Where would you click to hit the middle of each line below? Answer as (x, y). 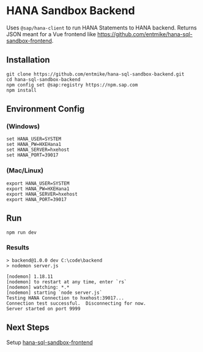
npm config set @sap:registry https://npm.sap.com (72, 85)
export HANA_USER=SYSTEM (38, 183)
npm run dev (21, 232)
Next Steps (28, 328)
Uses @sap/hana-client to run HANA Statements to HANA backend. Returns (102, 28)
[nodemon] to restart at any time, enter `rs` (67, 282)
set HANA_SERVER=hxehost (38, 150)
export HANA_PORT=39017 (37, 199)
